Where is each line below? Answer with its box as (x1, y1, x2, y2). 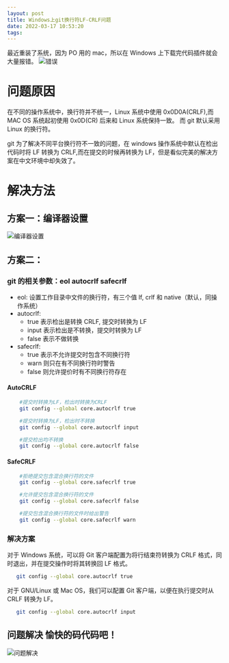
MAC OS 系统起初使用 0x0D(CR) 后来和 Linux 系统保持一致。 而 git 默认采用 (7, 116, 221, 125)
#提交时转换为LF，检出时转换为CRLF (19, 399, 107, 406)
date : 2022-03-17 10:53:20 (7, 23, 84, 29)
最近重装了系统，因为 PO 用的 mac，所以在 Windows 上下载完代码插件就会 (7, 49, 218, 57)
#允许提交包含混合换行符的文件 (19, 491, 94, 499)
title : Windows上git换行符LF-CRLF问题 (7, 16, 111, 23)
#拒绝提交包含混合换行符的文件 (19, 473, 94, 479)
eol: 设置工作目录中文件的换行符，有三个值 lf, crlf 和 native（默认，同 (16, 292, 212, 301)
